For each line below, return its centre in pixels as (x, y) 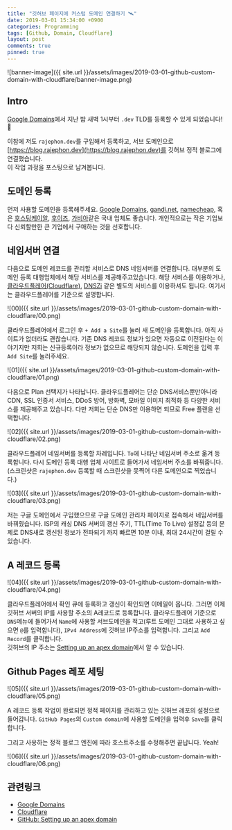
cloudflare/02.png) (34, 439)
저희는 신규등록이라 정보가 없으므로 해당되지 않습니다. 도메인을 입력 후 (125, 347)
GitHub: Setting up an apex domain (67, 819)
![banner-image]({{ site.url (45, 72)
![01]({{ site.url (28, 370)
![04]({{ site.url (28, 582)
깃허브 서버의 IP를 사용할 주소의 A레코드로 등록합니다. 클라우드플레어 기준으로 (112, 613)
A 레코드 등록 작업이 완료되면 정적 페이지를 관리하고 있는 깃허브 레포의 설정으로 (114, 710)
